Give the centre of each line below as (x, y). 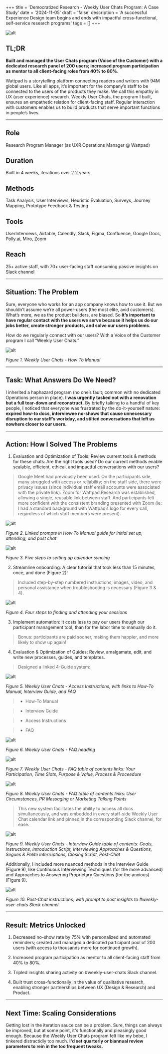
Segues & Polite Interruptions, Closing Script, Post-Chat (63, 855)
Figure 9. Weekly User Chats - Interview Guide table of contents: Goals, (79, 844)
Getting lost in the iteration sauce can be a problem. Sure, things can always (84, 1025)
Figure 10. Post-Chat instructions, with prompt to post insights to (72, 899)
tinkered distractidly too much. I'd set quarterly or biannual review (75, 1041)
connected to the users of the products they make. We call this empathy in (82, 91)
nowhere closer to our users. (36, 424)
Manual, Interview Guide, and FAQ (41, 692)
